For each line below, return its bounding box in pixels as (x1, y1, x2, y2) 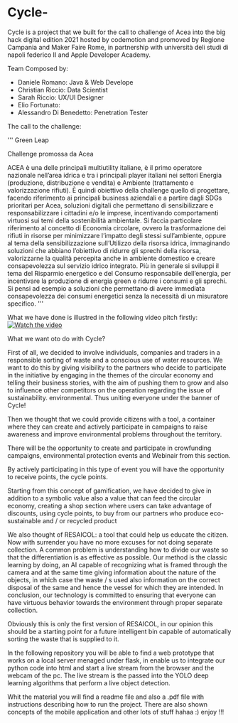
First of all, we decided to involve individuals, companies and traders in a (7, 348, 220, 356)
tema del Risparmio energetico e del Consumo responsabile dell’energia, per (7, 269, 231, 277)
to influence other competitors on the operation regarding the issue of (7, 385, 212, 395)
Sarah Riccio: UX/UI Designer (17, 93, 104, 102)
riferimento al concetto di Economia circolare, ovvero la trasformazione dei (7, 223, 226, 232)
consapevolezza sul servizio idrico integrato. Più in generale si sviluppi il (7, 261, 219, 270)
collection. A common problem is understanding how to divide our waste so (7, 545, 229, 554)
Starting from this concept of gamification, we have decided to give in (7, 486, 212, 495)
